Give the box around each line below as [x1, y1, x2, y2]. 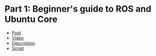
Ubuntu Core [4, 14, 58, 25]
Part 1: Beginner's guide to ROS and [4, 3, 152, 15]
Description [11, 40, 35, 46]
